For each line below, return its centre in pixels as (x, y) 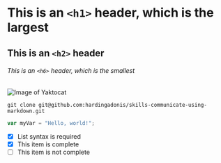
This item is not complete (54, 152)
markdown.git (26, 111)
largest (28, 27)
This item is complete (48, 144)
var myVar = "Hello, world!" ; (51, 123)
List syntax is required (49, 136)
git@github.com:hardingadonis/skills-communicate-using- (123, 105)
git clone (22, 105)
